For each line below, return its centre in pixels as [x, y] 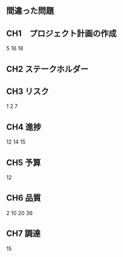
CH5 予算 [24, 162]
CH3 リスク [28, 91]
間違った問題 [30, 11]
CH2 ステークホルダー [47, 69]
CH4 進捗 [24, 127]
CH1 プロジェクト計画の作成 [61, 33]
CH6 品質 [24, 198]
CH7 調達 [24, 234]
